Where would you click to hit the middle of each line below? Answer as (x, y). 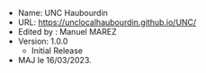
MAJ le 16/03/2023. (54, 60)
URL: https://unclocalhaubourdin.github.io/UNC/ (107, 22)
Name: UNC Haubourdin (63, 13)
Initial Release (57, 51)
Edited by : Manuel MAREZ (67, 32)
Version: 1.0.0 (43, 41)
